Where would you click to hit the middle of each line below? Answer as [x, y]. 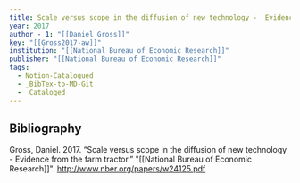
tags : [19, 68]
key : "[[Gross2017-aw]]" [55, 42]
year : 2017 [29, 26]
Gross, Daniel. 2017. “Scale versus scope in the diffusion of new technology [148, 150]
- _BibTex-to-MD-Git [55, 84]
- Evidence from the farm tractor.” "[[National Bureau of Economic [131, 159]
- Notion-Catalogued [55, 76]
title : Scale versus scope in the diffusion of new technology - [133, 17]
